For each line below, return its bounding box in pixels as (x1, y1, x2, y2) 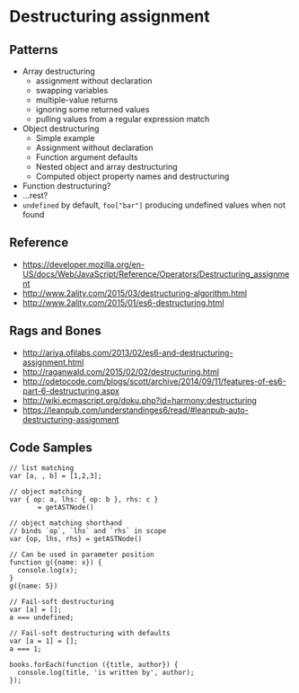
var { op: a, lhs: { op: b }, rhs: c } (9, 495, 159, 504)
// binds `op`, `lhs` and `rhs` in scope (9, 527, 167, 536)
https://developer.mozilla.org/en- (22, 259, 145, 270)
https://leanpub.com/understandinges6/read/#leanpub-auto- (22, 404, 249, 415)
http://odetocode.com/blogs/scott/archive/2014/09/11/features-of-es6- (22, 376, 286, 386)
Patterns (9, 42, 58, 58)
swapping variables (35, 85, 109, 95)
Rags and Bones (9, 324, 101, 339)
